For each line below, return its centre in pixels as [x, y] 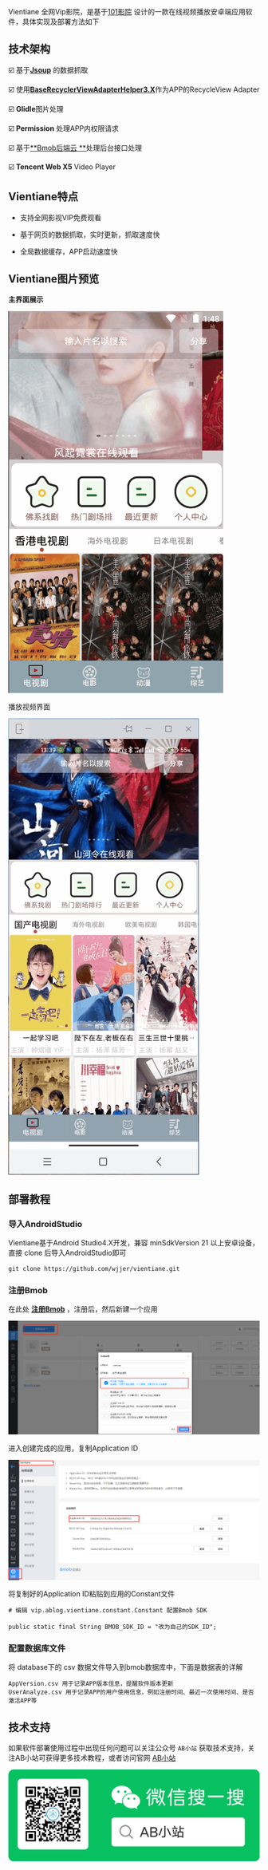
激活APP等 [23, 1701]
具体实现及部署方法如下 [61, 22]
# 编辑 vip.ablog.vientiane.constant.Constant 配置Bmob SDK [108, 1610]
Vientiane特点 [43, 197]
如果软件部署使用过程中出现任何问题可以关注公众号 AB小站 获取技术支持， [128, 1748]
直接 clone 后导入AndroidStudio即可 [67, 1253]
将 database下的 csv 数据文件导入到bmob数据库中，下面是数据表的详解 [126, 1667]
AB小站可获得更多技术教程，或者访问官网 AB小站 [95, 1758]
